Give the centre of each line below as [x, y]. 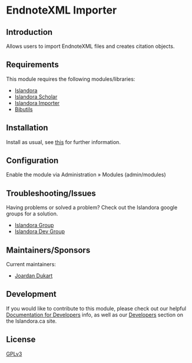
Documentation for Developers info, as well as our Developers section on [95, 315]
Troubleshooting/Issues [51, 193]
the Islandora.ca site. [32, 321]
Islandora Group [34, 225]
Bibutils [24, 109]
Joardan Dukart [34, 276]
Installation [27, 128]
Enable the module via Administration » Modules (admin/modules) [86, 175]
